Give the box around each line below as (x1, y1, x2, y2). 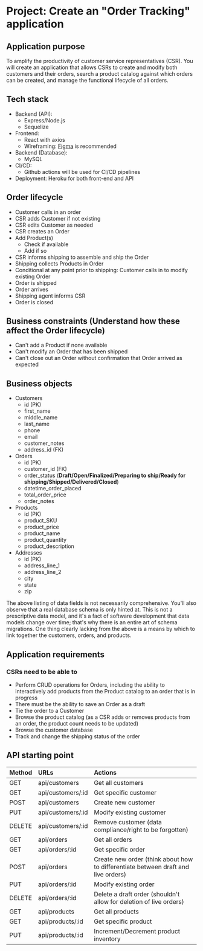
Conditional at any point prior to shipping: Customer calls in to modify (14, 266, 188, 273)
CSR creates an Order (14, 227, 69, 235)
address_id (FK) (24, 446, 64, 453)
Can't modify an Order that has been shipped (14, 348, 128, 355)
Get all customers (93, 778, 144, 787)
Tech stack (6, 94, 49, 104)
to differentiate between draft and (93, 863, 189, 871)
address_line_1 (24, 562, 60, 569)
